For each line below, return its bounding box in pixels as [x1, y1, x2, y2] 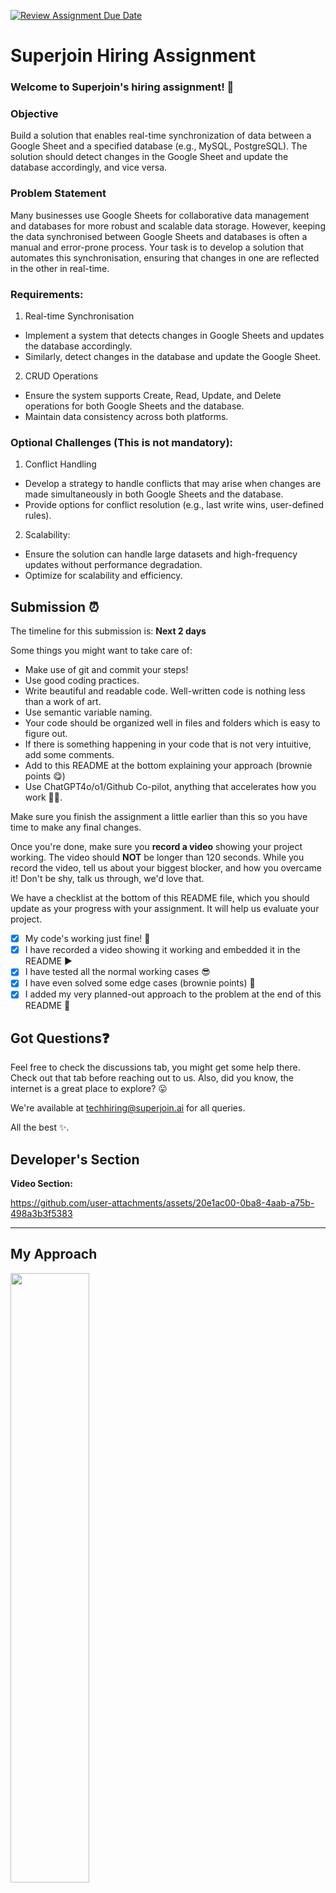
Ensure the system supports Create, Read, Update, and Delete [24, 390, 282, 401]
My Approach [10, 1246, 98, 1263]
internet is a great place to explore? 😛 [10, 1083, 168, 1095]
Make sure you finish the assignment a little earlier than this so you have [10, 811, 308, 823]
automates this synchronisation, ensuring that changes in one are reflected [10, 251, 320, 264]
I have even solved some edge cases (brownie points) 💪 [24, 977, 256, 989]
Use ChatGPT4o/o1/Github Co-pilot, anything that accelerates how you [24, 781, 317, 793]
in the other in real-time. [10, 262, 110, 274]
